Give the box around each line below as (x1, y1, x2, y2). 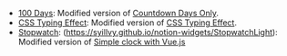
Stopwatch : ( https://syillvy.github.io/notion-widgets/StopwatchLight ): (17, 27, 278, 37)
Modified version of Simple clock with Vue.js (17, 36, 186, 47)
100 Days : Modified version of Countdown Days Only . (17, 8, 219, 18)
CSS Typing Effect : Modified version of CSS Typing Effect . (17, 17, 237, 28)
